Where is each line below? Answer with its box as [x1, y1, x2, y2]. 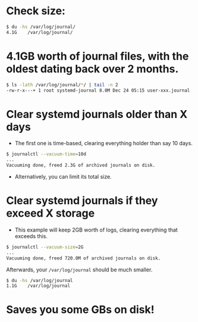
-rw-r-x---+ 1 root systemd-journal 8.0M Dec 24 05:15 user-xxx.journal [6, 87, 190, 93]
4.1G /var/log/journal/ [6, 29, 73, 35]
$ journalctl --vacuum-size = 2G [6, 244, 84, 250]
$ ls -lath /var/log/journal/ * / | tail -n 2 [6, 82, 118, 87]
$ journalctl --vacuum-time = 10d [6, 151, 86, 157]
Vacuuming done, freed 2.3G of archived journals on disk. [6, 162, 156, 168]
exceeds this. [14, 232, 48, 239]
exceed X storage [6, 207, 95, 220]
